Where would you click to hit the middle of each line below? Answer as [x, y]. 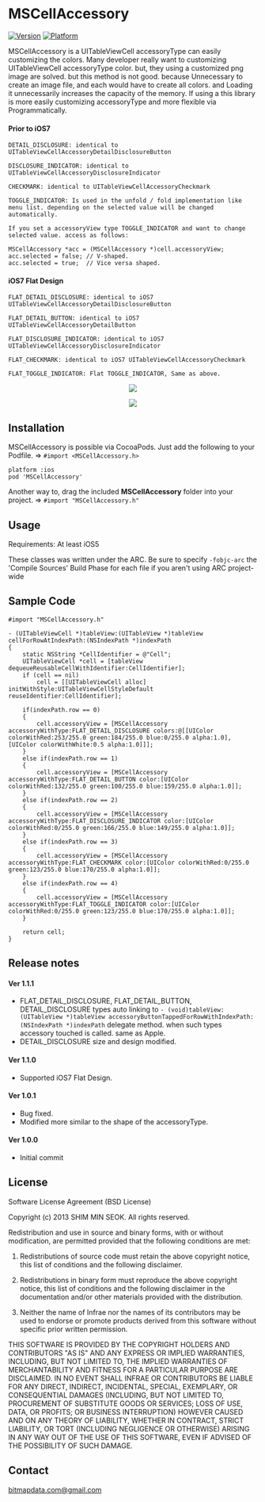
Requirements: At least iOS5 [54, 544]
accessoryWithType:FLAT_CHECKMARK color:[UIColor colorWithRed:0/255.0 [129, 862]
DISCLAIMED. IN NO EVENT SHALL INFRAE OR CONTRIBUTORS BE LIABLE [131, 1378]
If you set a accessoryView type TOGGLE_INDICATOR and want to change [127, 229]
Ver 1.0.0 [23, 1140]
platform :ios [32, 470]
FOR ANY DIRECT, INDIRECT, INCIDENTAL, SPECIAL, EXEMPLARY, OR [123, 1386]
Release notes [44, 964]
